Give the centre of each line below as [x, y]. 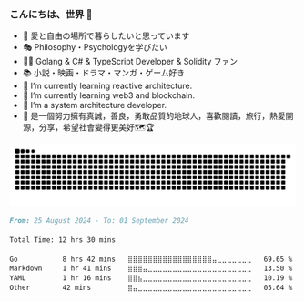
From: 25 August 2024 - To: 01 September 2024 [99, 221]
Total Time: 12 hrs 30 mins [63, 240]
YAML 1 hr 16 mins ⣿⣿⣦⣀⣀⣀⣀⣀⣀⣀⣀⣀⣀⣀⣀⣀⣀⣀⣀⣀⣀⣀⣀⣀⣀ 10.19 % [151, 278]
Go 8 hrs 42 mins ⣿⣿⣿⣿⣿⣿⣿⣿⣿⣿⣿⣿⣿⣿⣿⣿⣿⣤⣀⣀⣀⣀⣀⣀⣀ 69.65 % [151, 259]
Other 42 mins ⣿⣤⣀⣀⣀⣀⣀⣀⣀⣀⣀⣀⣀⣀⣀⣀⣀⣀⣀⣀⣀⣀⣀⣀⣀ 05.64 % [151, 288]
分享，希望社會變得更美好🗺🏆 [96, 127]
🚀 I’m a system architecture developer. [94, 105]
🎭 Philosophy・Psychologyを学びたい [95, 47]
